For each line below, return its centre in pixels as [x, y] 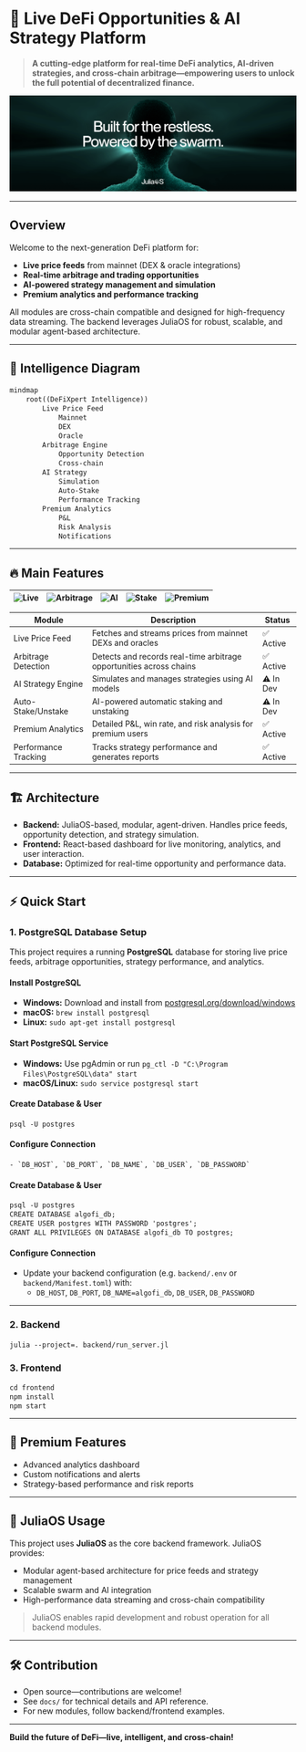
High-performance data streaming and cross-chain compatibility [144, 1600]
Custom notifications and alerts [82, 1474]
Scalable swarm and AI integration [87, 1590]
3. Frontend [36, 1368]
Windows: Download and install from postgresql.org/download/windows [159, 1003]
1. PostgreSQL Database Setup [78, 932]
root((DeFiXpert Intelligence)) [87, 400]
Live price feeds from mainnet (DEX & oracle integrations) [132, 265]
